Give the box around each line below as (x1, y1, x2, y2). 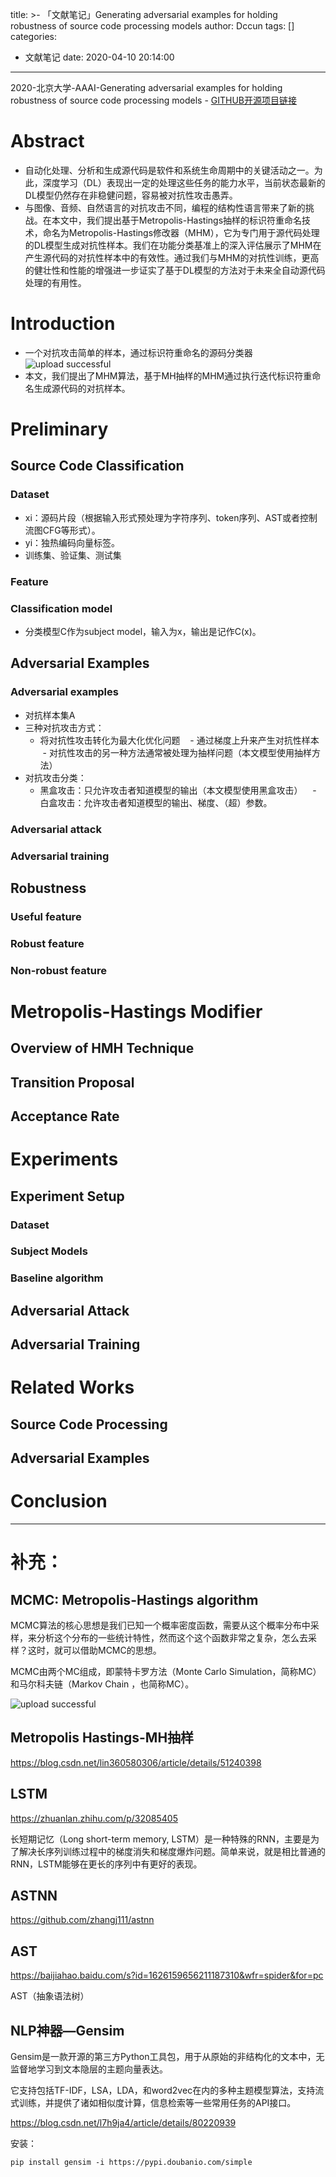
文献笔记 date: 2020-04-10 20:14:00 (24, 51, 175, 63)
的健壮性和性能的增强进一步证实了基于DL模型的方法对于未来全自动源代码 (24, 264, 326, 276)
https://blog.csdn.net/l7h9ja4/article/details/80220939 (10, 2117, 237, 2129)
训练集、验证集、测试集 (24, 549, 122, 561)
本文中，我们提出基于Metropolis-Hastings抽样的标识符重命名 (51, 214, 303, 226)
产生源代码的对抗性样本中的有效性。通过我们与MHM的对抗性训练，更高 (24, 251, 320, 263)
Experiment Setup (10, 1188, 125, 1205)
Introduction (10, 313, 116, 335)
